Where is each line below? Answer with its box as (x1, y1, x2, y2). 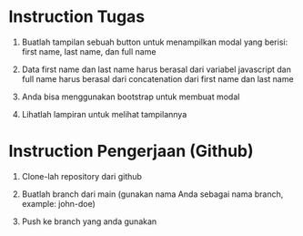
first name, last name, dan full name (21, 46, 157, 56)
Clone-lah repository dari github (21, 170, 143, 181)
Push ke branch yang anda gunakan (21, 216, 157, 227)
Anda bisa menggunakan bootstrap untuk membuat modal (21, 91, 240, 102)
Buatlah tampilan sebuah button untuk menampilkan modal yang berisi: (21, 36, 288, 47)
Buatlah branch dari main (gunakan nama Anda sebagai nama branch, (21, 189, 284, 200)
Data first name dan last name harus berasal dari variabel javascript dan (21, 64, 292, 75)
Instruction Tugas (8, 6, 146, 27)
